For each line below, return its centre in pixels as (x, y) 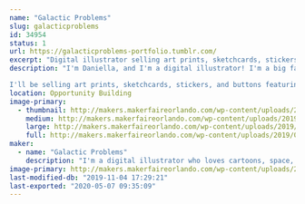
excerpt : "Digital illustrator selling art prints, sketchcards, (135, 60)
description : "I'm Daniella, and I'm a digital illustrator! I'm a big (148, 69)
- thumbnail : (42, 110)
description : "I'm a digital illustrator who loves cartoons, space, (160, 160)
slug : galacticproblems (54, 26)
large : (38, 127)
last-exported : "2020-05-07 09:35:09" (83, 186)
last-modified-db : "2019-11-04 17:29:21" (89, 178)
